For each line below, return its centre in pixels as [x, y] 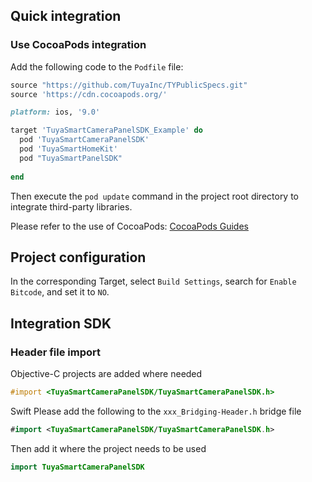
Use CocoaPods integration [78, 45]
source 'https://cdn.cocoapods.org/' [89, 94]
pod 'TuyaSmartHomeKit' [68, 149]
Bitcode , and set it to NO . [60, 292]
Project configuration [78, 257]
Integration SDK [61, 323]
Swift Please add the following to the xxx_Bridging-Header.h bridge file [156, 411]
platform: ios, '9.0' [55, 112]
